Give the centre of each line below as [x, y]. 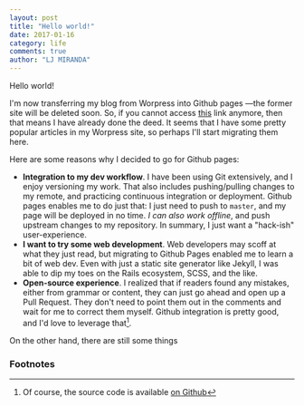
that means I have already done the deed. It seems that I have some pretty [148, 122]
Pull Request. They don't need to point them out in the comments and [152, 302]
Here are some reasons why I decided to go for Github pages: [124, 159]
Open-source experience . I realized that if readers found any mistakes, [156, 283]
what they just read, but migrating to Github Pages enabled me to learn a [158, 254]
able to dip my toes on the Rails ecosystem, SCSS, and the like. [140, 273]
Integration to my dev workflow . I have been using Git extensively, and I [157, 177]
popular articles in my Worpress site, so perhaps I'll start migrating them [144, 132]
